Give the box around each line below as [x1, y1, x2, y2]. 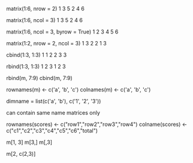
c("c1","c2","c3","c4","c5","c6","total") [6, 127, 98, 134]
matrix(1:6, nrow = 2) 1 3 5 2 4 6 [6, 5, 85, 12]
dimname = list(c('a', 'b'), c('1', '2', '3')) [6, 98, 101, 104]
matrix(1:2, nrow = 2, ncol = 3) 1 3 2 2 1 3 [6, 40, 107, 47]
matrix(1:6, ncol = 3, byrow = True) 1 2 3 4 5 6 [6, 28, 119, 35]
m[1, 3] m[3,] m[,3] [6, 139, 53, 146]
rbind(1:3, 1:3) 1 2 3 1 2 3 [6, 63, 66, 70]
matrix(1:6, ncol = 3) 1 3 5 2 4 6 [6, 17, 83, 23]
